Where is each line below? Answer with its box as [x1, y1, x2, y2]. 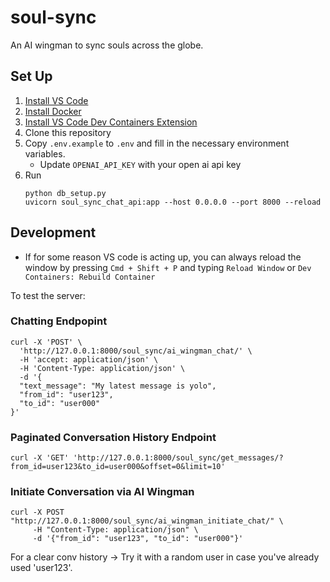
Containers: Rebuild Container [24, 272, 156, 282]
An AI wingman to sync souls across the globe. [10, 39, 204, 51]
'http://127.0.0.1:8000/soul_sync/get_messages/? [73, 453, 284, 463]
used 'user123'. [10, 562, 73, 574]
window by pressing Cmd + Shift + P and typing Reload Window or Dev [24, 261, 312, 273]
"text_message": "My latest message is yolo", [19, 381, 217, 391]
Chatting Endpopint [10, 314, 108, 328]
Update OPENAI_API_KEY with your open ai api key [39, 158, 242, 170]
